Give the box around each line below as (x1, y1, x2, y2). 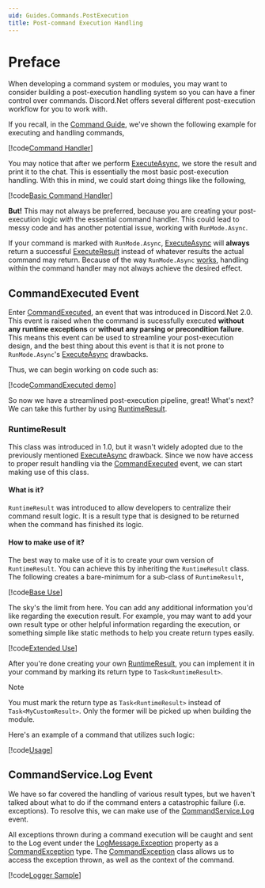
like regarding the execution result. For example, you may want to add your (8, 611, 252, 620)
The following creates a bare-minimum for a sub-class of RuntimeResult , (8, 571, 244, 582)
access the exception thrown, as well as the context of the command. (8, 855, 235, 864)
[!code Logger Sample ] (8, 870, 81, 879)
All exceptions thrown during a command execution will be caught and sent (8, 829, 253, 839)
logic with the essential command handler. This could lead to (42, 214, 240, 224)
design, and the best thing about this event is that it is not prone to (8, 341, 225, 351)
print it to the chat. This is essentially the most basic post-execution (8, 167, 229, 176)
